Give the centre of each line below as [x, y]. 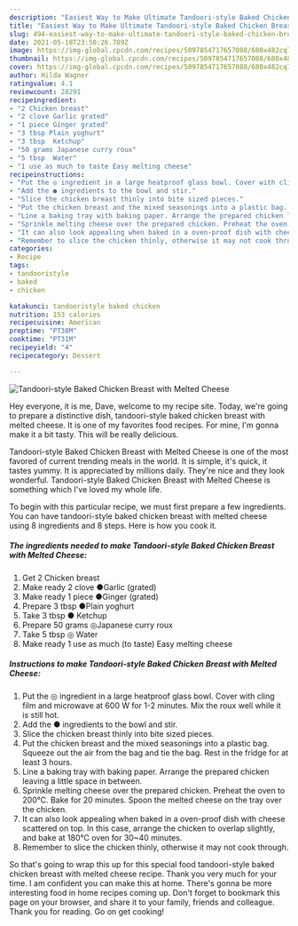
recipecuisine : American [55, 323]
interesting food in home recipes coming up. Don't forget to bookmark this [145, 892]
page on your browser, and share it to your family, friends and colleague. [142, 902]
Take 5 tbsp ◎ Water [60, 634]
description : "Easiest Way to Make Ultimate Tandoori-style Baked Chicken [150, 17]
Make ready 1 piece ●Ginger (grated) [90, 596]
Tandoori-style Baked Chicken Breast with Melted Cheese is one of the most [149, 451]
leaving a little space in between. [82, 781]
